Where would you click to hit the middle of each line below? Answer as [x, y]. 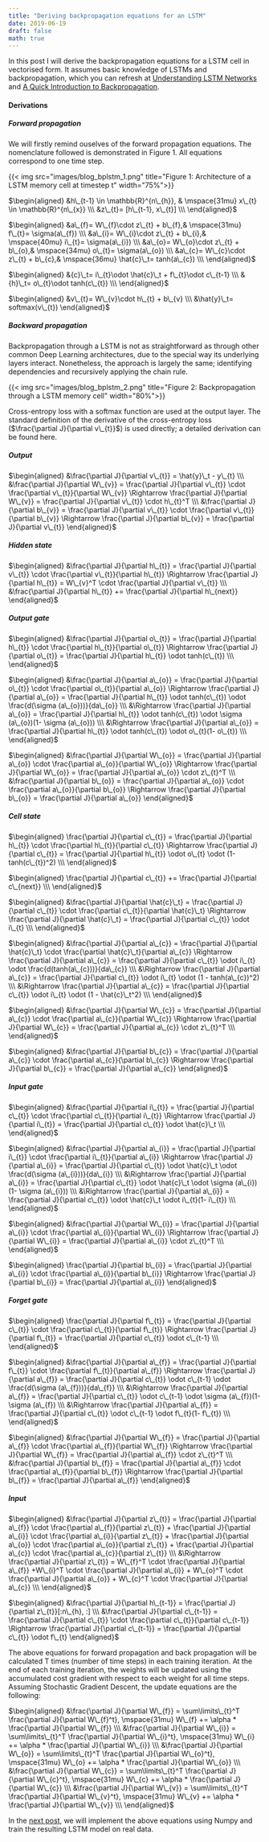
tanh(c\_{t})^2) [32, 862]
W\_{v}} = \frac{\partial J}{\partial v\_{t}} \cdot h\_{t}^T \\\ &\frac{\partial [128, 501]
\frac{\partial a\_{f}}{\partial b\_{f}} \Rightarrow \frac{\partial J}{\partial [126, 1471]
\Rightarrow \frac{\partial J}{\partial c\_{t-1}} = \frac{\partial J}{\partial [124, 1628]
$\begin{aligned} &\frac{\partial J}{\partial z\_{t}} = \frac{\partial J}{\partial [132, 1519]
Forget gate [28, 1301]
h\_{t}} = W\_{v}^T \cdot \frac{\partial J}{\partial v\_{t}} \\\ [132, 582]
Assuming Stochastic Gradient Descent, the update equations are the [123, 1687]
